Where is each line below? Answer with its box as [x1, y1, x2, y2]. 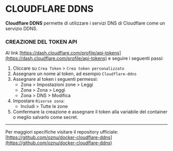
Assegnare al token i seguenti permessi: [12, 76, 98, 82]
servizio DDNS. [5, 25, 38, 31]
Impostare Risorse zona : [12, 98, 65, 104]
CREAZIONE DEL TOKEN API [5, 38, 77, 45]
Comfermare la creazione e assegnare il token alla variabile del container [12, 109, 168, 115]
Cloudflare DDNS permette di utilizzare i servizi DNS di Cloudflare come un [5, 20, 165, 26]
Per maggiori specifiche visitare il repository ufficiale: [5, 129, 118, 135]
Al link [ [5, 50, 22, 56]
